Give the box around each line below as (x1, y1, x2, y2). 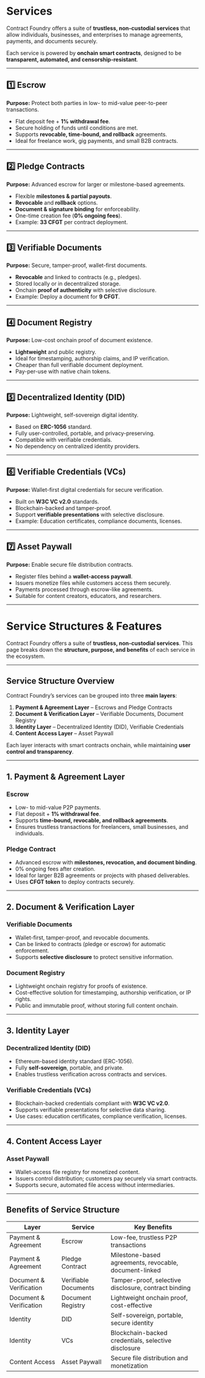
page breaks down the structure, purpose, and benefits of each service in (6, 646, 195, 653)
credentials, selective (110, 1336, 172, 1344)
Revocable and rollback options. (15, 199, 98, 206)
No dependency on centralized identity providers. (15, 443, 140, 450)
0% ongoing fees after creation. (15, 866, 96, 873)
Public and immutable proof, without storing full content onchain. (15, 1002, 178, 1009)
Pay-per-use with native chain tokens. (15, 368, 111, 375)
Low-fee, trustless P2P (110, 1233, 178, 1241)
